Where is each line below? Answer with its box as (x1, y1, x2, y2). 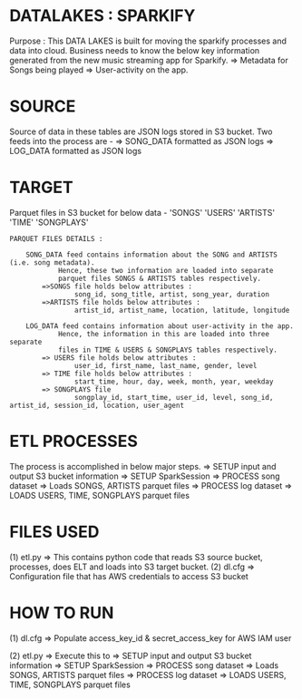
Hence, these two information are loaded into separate (57, 266, 274, 275)
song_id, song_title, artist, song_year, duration (73, 289, 270, 299)
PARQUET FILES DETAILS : (9, 234, 103, 243)
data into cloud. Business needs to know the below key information (9, 44, 260, 55)
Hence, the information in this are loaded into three (57, 329, 270, 338)
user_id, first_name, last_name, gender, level (73, 361, 258, 370)
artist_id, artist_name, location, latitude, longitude (73, 306, 290, 315)
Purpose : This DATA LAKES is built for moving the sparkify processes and (9, 35, 287, 46)
